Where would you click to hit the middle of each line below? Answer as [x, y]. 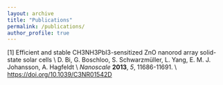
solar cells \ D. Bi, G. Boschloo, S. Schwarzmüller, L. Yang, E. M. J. [117, 60]
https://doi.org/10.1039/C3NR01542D [60, 75]
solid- [208, 53]
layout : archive [30, 13]
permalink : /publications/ [46, 26]
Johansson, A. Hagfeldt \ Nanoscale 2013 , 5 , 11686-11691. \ [92, 67]
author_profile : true [38, 33]
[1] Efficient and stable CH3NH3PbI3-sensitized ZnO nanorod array [103, 53]
